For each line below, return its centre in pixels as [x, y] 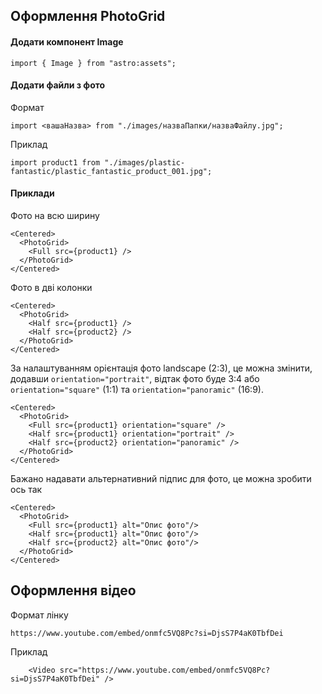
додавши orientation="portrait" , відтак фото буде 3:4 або [135, 378]
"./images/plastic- [145, 162]
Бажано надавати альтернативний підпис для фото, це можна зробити [161, 478]
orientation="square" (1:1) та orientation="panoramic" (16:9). [137, 389]
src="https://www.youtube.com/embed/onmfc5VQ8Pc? [165, 670]
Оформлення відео [73, 590]
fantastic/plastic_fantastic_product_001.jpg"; [111, 171]
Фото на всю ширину [55, 215]
